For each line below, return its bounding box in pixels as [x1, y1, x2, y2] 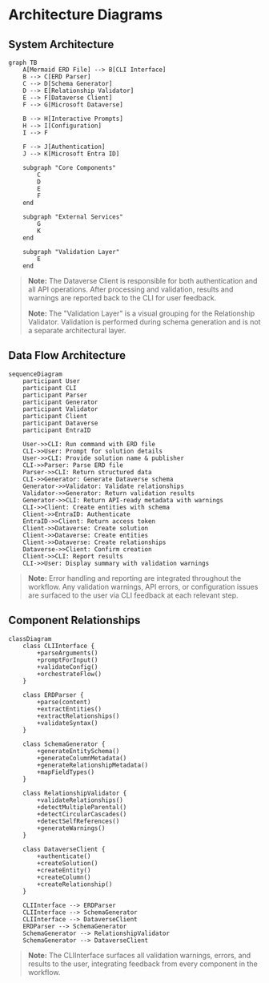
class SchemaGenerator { [22, 739, 106, 748]
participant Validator [22, 405, 98, 413]
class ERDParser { [22, 691, 84, 699]
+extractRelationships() [37, 711, 120, 720]
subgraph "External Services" [22, 213, 124, 221]
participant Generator [22, 398, 98, 406]
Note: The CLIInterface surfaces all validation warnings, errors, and [27, 950, 251, 960]
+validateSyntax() [37, 719, 98, 727]
